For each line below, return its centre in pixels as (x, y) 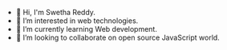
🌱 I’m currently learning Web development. (87, 29)
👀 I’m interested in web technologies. (77, 21)
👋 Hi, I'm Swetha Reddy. (56, 12)
